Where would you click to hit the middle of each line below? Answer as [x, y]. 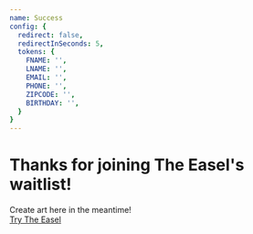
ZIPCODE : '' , [51, 94]
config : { [28, 27]
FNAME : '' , [47, 60]
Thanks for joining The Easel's [127, 165]
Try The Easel [36, 219]
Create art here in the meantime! [71, 210]
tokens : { [36, 52]
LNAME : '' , [47, 69]
